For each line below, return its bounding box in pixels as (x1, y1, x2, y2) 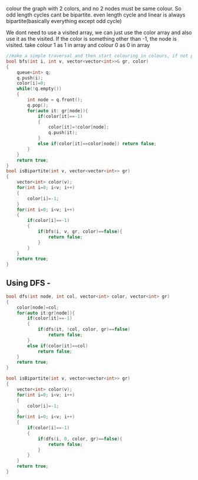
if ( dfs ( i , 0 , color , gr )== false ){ (37, 436, 123, 442)
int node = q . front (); (27, 97, 83, 103)
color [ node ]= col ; (16, 304, 60, 311)
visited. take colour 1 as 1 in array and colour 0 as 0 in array (6, 41, 150, 48)
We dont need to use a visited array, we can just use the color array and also (6, 29, 192, 36)
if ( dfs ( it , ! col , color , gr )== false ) (37, 326, 131, 332)
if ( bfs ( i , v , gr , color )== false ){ (37, 228, 123, 234)
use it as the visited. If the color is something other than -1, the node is (6, 35, 177, 42)
